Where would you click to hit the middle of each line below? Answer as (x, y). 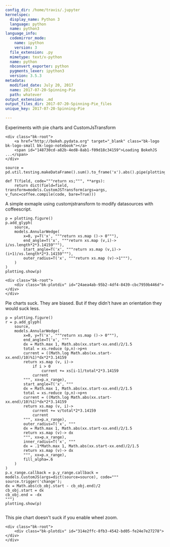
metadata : (16, 80)
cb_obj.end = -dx (24, 495)
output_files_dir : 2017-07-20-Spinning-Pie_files (59, 104)
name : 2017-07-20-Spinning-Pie (43, 90)
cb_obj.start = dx (25, 490)
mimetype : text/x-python (36, 57)
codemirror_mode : (28, 38)
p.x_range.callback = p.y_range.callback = (52, 473)
